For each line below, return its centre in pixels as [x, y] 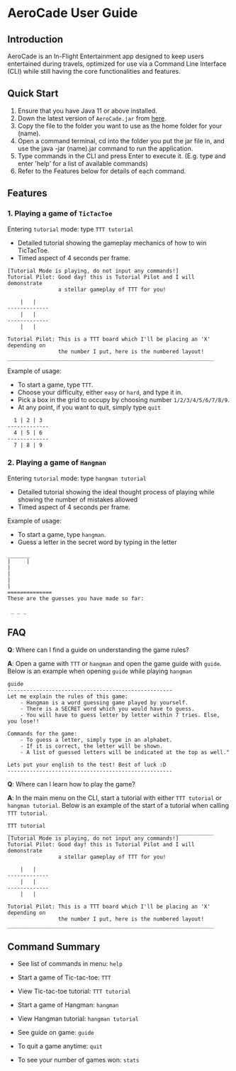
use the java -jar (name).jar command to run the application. [105, 148]
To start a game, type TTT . [55, 384]
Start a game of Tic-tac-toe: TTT [64, 977]
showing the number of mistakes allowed [78, 499]
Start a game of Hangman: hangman [68, 1005]
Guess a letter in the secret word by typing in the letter [97, 542]
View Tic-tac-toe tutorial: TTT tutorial [74, 992]
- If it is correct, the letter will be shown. [91, 746]
